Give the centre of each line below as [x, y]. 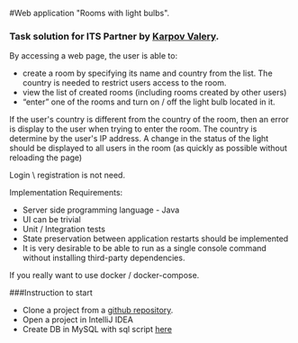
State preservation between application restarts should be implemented [155, 239]
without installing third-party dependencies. [104, 258]
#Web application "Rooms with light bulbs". [90, 13]
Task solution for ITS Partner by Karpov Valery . [114, 36]
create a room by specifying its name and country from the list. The [147, 73]
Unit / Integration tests [64, 230]
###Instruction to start [51, 293]
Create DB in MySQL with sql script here [97, 329]
